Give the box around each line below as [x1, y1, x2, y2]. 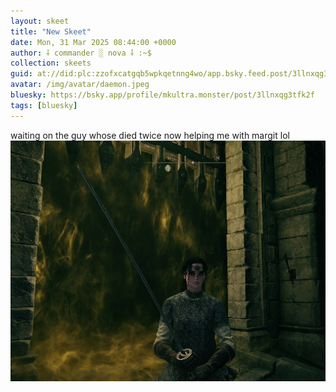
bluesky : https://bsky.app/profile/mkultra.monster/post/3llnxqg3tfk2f [10, 90, 315, 100]
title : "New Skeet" [10, 26, 92, 37]
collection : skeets [10, 58, 92, 69]
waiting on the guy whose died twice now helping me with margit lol [10, 129, 290, 141]
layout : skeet [10, 16, 70, 26]
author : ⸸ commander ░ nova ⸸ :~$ [10, 48, 152, 58]
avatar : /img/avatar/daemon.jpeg [10, 80, 150, 90]
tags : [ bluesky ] [10, 100, 78, 110]
